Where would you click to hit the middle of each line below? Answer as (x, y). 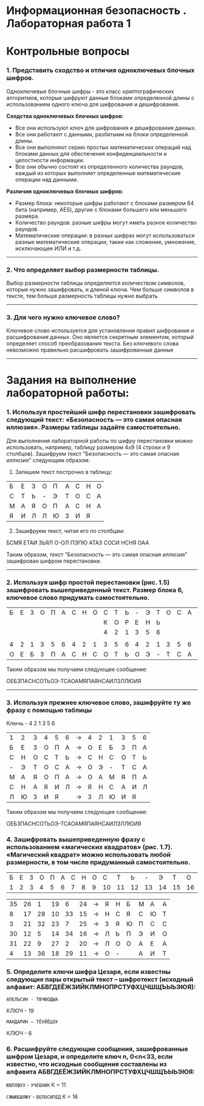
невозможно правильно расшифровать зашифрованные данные (90, 350)
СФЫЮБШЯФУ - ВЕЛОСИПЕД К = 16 (42, 1097)
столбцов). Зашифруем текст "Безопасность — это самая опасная (93, 453)
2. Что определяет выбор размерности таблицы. (83, 270)
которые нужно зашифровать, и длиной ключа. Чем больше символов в (100, 289)
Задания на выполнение (71, 380)
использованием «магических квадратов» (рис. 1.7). (90, 847)
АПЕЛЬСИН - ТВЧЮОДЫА (32, 999)
